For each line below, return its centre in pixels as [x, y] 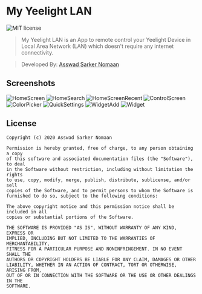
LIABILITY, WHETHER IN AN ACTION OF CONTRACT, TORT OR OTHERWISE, [92, 265]
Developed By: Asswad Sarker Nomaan [70, 64]
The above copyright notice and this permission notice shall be [90, 206]
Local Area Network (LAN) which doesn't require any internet [97, 46]
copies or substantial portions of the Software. [70, 217]
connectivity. [37, 52]
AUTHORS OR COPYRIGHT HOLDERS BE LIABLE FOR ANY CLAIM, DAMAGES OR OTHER [101, 259]
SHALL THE [19, 254]
